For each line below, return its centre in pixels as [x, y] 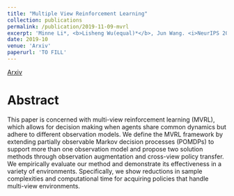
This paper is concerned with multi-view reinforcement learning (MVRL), [111, 120]
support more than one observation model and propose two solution [105, 149]
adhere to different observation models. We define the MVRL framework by [115, 134]
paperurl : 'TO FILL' [37, 53]
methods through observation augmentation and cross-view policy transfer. [116, 156]
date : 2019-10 [28, 40]
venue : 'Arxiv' [29, 46]
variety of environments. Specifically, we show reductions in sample [105, 171]
